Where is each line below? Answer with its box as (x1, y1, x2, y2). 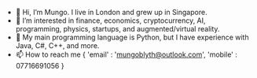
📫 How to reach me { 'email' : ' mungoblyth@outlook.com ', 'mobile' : (15, 50, 238, 59)
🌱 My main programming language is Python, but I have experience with (15, 32, 249, 42)
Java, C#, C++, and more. (15, 41, 100, 50)
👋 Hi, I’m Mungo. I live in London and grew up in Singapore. (15, 8, 207, 17)
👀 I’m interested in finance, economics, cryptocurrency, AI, (15, 16, 206, 25)
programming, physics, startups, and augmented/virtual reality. (15, 24, 220, 33)
